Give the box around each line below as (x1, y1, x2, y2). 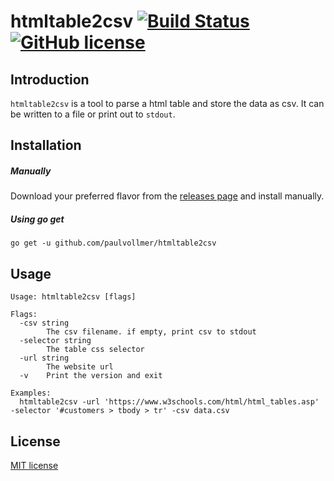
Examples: (10, 388, 52, 399)
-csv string (19, 318, 70, 329)
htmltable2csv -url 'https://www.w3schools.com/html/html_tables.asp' (19, 397, 320, 407)
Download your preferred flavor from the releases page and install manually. (10, 190, 325, 202)
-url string (19, 353, 70, 364)
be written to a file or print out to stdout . (10, 108, 176, 120)
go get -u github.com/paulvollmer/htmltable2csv (10, 238, 217, 249)
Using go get (10, 213, 65, 225)
